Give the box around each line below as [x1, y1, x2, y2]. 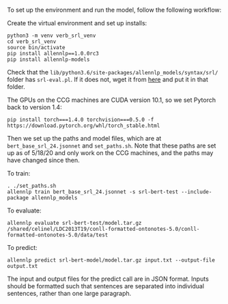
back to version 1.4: [7, 103, 63, 111]
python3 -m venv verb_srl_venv [7, 32, 96, 39]
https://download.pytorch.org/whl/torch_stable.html [7, 122, 160, 129]
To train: [7, 169, 31, 177]
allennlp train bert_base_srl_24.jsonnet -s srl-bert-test [7, 189, 179, 195]
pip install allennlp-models [7, 56, 90, 63]
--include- [181, 189, 212, 195]
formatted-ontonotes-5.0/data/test [7, 232, 109, 238]
